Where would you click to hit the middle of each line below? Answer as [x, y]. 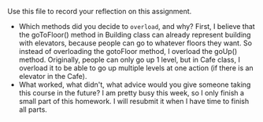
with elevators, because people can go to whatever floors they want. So [135, 43]
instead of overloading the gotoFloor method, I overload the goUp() [128, 51]
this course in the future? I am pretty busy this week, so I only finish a [131, 93]
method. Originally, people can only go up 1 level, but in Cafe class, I [130, 59]
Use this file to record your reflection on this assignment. [100, 11]
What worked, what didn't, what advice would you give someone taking [135, 84]
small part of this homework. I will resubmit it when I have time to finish [134, 101]
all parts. [33, 109]
